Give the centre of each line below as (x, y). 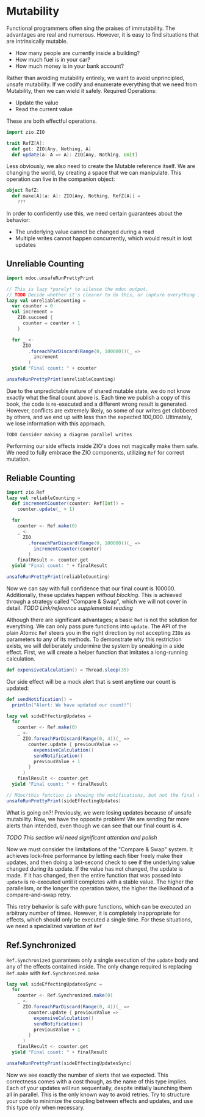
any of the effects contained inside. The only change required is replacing (99, 966)
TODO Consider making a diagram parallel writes (69, 434)
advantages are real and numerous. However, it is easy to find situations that (103, 34)
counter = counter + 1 (51, 323)
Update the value (37, 103)
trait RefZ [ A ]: (26, 143)
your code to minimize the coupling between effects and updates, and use (100, 1101)
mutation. (18, 459)
